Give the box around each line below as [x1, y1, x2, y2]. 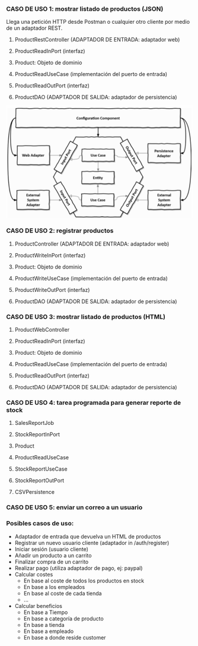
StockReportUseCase [14, 465, 68, 472]
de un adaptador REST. [6, 24, 63, 31]
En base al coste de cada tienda [23, 590, 102, 597]
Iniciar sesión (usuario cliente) [14, 546, 89, 553]
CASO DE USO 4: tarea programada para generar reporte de [6, 399, 181, 407]
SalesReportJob [14, 420, 55, 427]
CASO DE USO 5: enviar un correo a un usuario [6, 503, 143, 512]
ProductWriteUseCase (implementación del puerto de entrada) [14, 275, 168, 282]
